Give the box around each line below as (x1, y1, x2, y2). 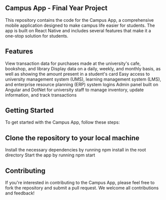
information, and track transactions (5, 92, 77, 98)
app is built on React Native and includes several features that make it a (5, 27, 151, 34)
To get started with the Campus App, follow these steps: (5, 119, 120, 125)
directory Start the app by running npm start (5, 152, 96, 158)
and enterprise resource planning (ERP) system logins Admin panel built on (5, 81, 159, 87)
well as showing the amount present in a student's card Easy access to (5, 71, 150, 77)
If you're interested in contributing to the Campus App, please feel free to (5, 180, 155, 186)
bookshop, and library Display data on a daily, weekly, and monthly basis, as (5, 65, 161, 71)
